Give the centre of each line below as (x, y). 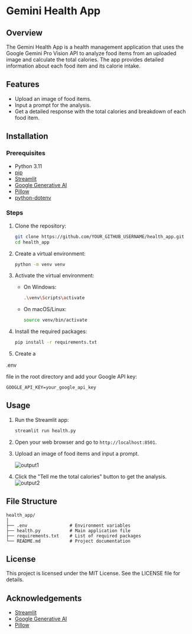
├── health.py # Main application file (69, 531)
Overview (25, 33)
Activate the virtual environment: (54, 276)
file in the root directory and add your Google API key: (72, 377)
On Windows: (40, 287)
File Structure (32, 502)
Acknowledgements (44, 598)
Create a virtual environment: (50, 254)
